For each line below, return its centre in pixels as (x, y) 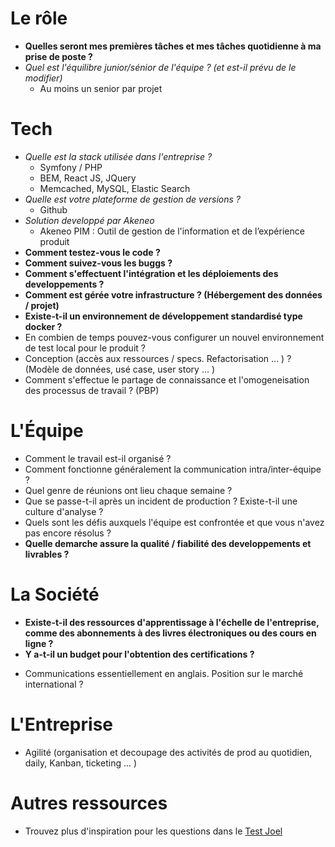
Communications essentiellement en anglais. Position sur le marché (164, 673)
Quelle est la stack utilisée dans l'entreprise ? (118, 156)
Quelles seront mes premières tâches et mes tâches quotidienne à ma (173, 46)
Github (53, 209)
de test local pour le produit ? (85, 348)
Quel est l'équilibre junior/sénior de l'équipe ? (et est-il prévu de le (160, 67)
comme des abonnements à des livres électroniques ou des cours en (170, 633)
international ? (54, 684)
